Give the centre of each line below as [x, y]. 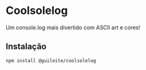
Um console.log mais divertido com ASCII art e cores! [73, 27]
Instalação [26, 47]
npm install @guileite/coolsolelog [51, 61]
